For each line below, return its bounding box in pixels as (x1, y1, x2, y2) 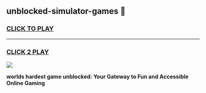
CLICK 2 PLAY (6, 47, 49, 56)
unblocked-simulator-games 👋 (6, 6, 126, 17)
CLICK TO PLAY (6, 24, 54, 33)
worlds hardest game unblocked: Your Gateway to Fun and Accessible (6, 73, 189, 80)
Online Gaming (6, 79, 45, 86)
